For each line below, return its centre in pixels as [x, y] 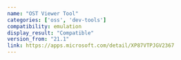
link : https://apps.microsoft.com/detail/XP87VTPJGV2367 [91, 46]
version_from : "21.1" [38, 39]
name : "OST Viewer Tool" [43, 13]
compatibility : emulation [44, 26]
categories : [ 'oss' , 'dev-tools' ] [57, 20]
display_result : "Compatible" [51, 33]
